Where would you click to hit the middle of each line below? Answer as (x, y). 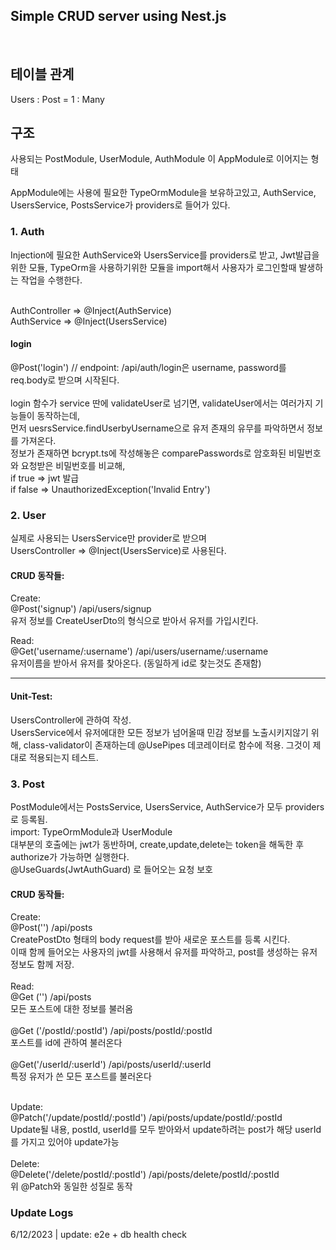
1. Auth (27, 232)
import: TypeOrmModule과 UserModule (91, 831)
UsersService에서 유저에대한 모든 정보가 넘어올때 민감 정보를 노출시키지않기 (159, 732)
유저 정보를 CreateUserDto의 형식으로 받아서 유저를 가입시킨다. (134, 621)
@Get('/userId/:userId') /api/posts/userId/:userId (111, 1065)
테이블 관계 (42, 74)
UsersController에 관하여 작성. (71, 720)
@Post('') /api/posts (51, 928)
